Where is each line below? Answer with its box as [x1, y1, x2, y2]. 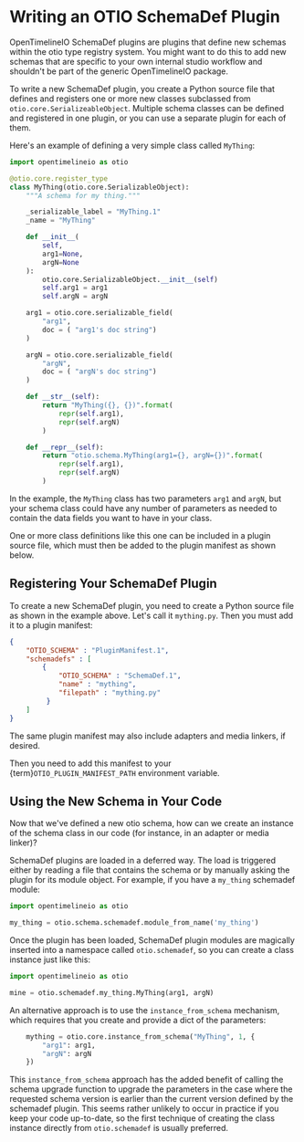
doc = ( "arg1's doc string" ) [42, 325, 157, 334]
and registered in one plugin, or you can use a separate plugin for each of [9, 112, 287, 123]
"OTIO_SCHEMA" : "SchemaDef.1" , [58, 671, 182, 681]
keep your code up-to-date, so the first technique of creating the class [9, 1113, 276, 1124]
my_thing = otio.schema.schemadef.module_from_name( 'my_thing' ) [9, 918, 259, 927]
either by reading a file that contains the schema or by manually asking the [9, 864, 290, 875]
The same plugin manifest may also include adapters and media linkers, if [9, 730, 286, 741]
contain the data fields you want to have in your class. [9, 512, 213, 523]
